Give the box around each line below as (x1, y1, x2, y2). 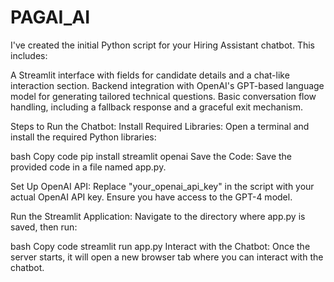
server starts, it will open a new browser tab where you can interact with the (10, 251, 324, 263)
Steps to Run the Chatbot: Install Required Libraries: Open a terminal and (10, 120, 310, 132)
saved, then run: (10, 221, 78, 233)
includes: (10, 49, 48, 61)
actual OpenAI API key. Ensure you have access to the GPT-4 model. (10, 191, 293, 203)
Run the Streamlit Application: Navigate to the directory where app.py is (10, 210, 306, 222)
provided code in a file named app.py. (10, 161, 167, 173)
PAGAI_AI (10, 6, 91, 29)
